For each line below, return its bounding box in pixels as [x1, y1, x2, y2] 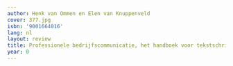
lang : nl [7, 29, 33, 36]
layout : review [7, 36, 51, 43]
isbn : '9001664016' [7, 23, 64, 30]
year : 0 [7, 49, 30, 56]
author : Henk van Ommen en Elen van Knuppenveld [7, 10, 150, 17]
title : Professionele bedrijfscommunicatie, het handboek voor [7, 42, 194, 49]
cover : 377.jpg [7, 16, 51, 23]
